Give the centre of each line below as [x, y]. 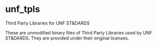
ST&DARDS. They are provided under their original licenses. [67, 38]
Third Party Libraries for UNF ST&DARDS [47, 23]
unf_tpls [23, 9]
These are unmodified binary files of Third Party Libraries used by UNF [79, 32]
